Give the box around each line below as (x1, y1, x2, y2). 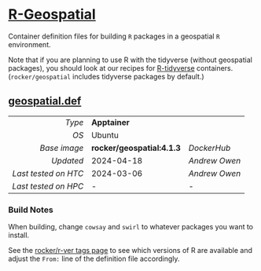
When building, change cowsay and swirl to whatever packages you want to (8, 222, 254, 232)
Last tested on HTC (12, 167, 84, 178)
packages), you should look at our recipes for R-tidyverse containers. (8, 63, 233, 72)
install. (8, 230, 30, 240)
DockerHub (188, 142, 231, 153)
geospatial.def (8, 94, 82, 108)
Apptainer (91, 116, 130, 127)
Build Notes (8, 204, 53, 215)
